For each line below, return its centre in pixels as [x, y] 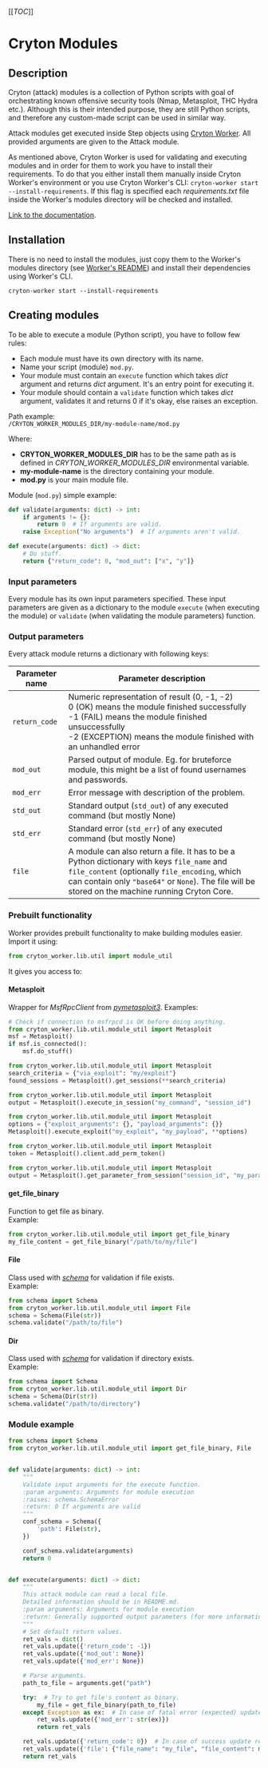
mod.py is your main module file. [74, 479]
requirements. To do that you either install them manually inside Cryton [125, 174]
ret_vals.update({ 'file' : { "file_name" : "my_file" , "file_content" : [139, 1749]
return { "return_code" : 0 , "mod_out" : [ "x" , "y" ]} [108, 561]
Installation [37, 240]
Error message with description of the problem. [157, 793]
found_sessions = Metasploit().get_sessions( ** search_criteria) [117, 1080]
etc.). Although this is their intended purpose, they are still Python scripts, [129, 109]
